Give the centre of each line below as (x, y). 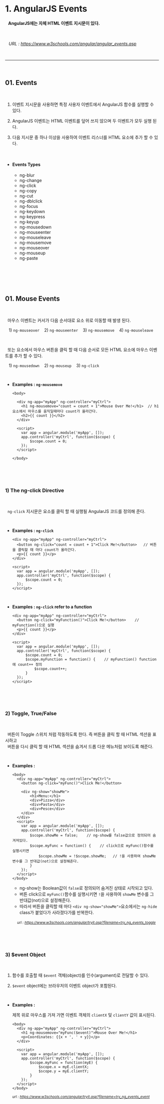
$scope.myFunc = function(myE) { (64, 1063)
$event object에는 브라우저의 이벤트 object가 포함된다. (64, 986)
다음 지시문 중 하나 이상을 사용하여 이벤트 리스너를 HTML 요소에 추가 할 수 (82, 138)
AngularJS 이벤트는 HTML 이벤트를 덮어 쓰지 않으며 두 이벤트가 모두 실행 (82, 121)
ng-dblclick (31, 201)
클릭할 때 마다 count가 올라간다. (47, 550)
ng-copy (28, 191)
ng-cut (26, 196)
